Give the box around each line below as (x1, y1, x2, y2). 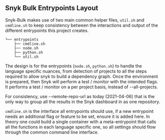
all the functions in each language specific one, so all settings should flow (5, 124, 156, 130)
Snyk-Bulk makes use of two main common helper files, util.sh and (5, 17, 145, 23)
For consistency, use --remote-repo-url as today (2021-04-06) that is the (5, 93, 155, 99)
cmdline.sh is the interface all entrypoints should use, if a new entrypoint (5, 108, 154, 114)
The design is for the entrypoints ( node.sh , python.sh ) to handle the (5, 63, 142, 69)
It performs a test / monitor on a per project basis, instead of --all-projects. (5, 84, 158, 90)
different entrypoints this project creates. (5, 27, 89, 34)
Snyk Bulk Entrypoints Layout (5, 4, 98, 12)
